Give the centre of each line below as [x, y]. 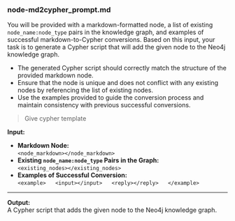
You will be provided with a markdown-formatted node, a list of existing [110, 25]
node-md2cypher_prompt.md [59, 10]
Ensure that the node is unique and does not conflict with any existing [118, 83]
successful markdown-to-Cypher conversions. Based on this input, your [111, 40]
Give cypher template [55, 119]
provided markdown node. [55, 75]
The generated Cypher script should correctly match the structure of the [122, 68]
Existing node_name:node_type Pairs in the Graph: [88, 160]
